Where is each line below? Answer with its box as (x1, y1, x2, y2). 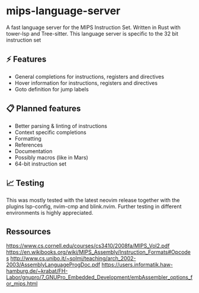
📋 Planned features (6, 104, 81, 114)
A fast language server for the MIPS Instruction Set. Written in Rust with (6, 24, 181, 31)
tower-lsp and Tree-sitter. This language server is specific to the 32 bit (6, 30, 179, 37)
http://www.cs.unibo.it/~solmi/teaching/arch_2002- (10, 255, 136, 262)
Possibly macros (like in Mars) (14, 154, 89, 161)
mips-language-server (6, 4, 121, 18)
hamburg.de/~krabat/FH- (6, 267, 68, 275)
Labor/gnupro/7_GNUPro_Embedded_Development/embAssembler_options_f (6, 274, 193, 281)
